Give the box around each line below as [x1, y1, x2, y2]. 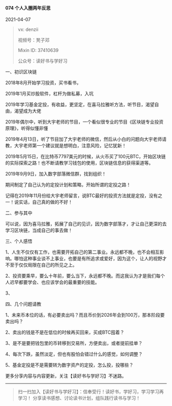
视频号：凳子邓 [17, 37, 50, 43]
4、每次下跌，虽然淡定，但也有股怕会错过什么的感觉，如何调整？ [5, 351, 143, 357]
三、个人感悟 [5, 238, 32, 244]
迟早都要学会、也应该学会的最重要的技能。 [9, 279, 100, 285]
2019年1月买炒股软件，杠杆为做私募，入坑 [5, 90, 94, 97]
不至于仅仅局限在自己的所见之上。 [5, 262, 77, 268]
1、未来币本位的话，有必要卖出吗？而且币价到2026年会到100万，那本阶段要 [5, 312, 165, 318]
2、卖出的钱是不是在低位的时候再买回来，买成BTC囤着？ [5, 329, 124, 336]
